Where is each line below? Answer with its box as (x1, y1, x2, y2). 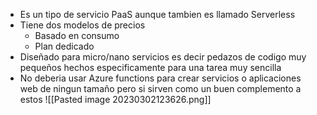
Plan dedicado (34, 40, 95, 52)
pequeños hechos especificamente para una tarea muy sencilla (19, 62, 282, 73)
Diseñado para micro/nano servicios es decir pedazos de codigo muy (19, 51, 307, 63)
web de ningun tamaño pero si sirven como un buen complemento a (19, 83, 302, 94)
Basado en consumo (34, 30, 120, 41)
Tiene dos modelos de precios (19, 19, 146, 31)
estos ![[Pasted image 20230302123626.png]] (19, 94, 212, 105)
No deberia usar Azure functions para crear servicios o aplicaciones (19, 72, 302, 84)
